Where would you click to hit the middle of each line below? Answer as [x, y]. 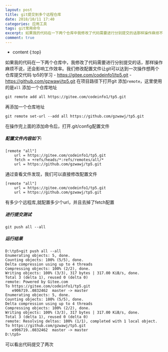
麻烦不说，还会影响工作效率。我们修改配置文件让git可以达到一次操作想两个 [82, 69]
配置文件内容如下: [23, 139]
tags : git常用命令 [23, 29]
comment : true [20, 38]
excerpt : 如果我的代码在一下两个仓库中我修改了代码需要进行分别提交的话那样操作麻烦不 [84, 33]
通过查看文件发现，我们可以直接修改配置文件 [51, 174]
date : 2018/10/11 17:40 [30, 19]
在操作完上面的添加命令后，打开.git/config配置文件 [57, 126]
